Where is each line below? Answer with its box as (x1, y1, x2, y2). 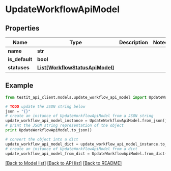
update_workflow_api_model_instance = (5, 118, 88, 123)
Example (5, 81, 34, 90)
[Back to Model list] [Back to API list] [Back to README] (5, 160, 122, 166)
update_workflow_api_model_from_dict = (5, 151, 90, 156)
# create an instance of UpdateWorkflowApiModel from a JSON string (5, 113, 154, 119)
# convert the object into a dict (5, 136, 79, 142)
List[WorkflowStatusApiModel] (37, 64, 115, 71)
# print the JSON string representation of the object (5, 123, 124, 128)
